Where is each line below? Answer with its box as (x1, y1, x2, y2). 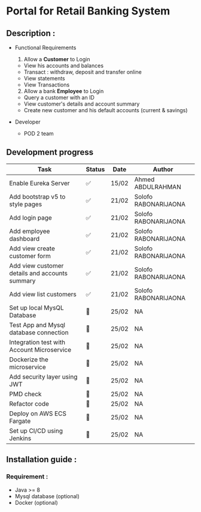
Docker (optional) (14, 499, 58, 506)
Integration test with (9, 338, 66, 346)
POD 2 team (23, 130, 54, 137)
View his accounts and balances (23, 62, 103, 69)
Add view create (9, 244, 55, 253)
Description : (6, 28, 56, 38)
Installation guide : (6, 454, 77, 465)
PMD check (9, 390, 42, 398)
